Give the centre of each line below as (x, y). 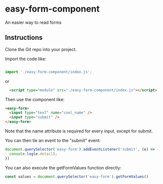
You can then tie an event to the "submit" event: (53, 140)
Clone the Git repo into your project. (41, 49)
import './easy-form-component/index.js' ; (49, 72)
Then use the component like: (35, 99)
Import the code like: (26, 59)
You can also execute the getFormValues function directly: (63, 167)
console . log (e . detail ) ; (33, 154)
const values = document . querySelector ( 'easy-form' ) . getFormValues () (77, 176)
